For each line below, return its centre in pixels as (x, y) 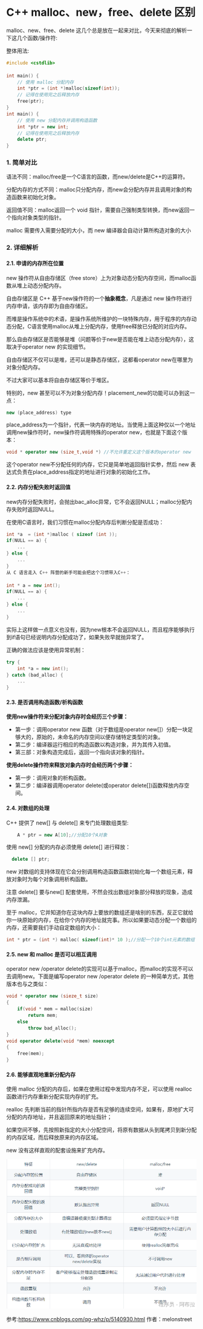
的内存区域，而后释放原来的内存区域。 (54, 1137)
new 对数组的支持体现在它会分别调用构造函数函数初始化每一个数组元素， (97, 872)
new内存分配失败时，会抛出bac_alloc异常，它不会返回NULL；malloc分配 (97, 501)
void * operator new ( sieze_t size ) (52, 996)
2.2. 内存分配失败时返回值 (38, 487)
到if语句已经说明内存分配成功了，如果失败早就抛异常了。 (77, 637)
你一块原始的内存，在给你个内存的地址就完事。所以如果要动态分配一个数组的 (101, 920)
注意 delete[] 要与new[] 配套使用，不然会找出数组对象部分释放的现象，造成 (99, 892)
